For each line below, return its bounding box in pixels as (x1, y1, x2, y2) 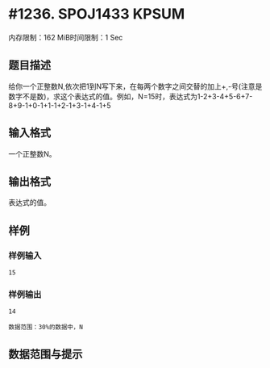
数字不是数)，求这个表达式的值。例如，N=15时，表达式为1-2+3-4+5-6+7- (8, 91, 253, 101)
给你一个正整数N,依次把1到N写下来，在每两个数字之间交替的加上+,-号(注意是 (8, 82, 263, 91)
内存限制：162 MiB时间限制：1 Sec (8, 32, 123, 42)
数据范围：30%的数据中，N (8, 324, 83, 332)
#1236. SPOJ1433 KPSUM (8, 5, 185, 23)
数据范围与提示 (8, 347, 83, 361)
